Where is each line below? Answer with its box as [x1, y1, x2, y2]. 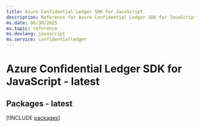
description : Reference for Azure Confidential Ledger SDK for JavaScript [6, 14, 197, 20]
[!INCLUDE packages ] [6, 114, 60, 121]
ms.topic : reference [6, 25, 58, 32]
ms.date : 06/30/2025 [6, 20, 58, 26]
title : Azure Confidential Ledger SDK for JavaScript [6, 8, 144, 15]
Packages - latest [6, 98, 73, 109]
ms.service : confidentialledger [6, 36, 87, 42]
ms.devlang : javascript [6, 31, 66, 37]
